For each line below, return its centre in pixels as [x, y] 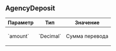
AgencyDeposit [30, 8]
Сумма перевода [87, 36]
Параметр [21, 22]
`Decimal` [50, 36]
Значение [87, 22]
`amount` [18, 36]
